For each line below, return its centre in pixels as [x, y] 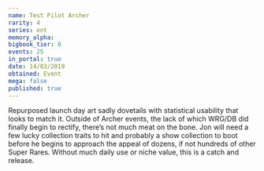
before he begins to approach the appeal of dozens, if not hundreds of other [132, 144]
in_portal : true [35, 60]
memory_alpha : [32, 37]
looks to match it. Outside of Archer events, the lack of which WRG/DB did [128, 119]
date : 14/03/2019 [37, 67]
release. [21, 161]
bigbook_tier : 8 [35, 45]
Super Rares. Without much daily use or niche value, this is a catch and [123, 152]
